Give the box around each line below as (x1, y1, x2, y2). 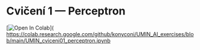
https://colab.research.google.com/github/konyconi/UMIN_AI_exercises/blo (6, 30, 195, 37)
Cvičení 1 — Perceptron (6, 4, 126, 18)
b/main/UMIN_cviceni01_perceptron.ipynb (6, 37, 111, 44)
